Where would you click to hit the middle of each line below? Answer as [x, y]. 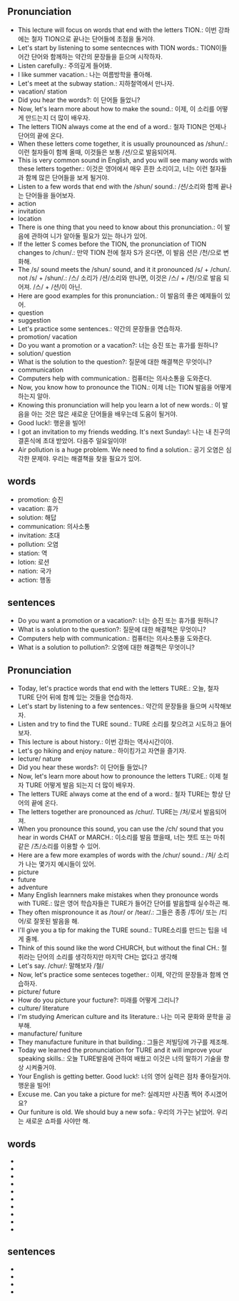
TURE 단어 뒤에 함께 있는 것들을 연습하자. [75, 697]
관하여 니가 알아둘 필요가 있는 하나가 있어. [89, 236]
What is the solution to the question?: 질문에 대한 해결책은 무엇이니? [115, 361]
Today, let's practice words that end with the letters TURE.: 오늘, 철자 [118, 689]
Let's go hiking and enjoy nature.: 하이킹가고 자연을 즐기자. [102, 751]
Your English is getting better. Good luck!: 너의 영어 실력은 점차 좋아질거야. [124, 1076]
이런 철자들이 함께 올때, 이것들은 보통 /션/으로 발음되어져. [97, 152]
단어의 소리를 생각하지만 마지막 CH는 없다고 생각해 [107, 957]
